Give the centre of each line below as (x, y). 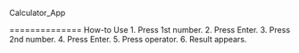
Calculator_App (37, 13)
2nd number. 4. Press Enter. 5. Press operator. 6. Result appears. (128, 39)
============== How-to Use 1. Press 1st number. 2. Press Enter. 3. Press (150, 30)
